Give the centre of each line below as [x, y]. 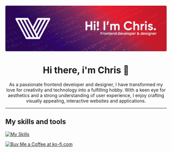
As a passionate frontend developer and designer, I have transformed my [86, 84]
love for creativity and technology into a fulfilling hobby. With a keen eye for [86, 90]
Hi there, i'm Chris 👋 [86, 70]
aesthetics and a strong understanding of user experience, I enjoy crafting [86, 95]
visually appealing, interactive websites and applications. [86, 101]
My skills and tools [36, 122]
